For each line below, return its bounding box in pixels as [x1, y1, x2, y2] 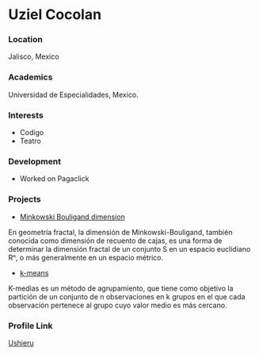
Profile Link [8, 320, 53, 331]
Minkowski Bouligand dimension [19, 212, 125, 222]
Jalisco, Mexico [8, 52, 59, 61]
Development [8, 156, 62, 167]
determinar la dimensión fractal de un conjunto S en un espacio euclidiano [8, 244, 251, 253]
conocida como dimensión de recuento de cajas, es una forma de [8, 236, 223, 245]
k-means [19, 268, 49, 277]
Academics [8, 71, 53, 83]
